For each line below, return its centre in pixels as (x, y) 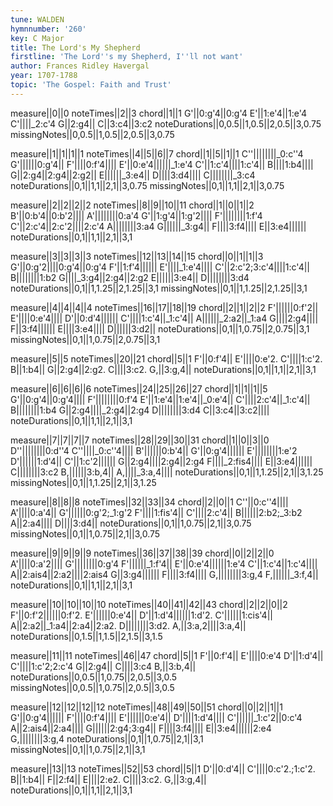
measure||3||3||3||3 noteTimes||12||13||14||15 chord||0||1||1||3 (137, 256)
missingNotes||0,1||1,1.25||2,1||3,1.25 (83, 482)
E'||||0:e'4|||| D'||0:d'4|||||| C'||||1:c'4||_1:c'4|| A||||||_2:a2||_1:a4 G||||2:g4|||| (164, 318)
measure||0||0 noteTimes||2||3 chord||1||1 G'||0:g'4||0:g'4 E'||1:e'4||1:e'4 (159, 113)
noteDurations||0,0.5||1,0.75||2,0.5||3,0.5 (94, 677)
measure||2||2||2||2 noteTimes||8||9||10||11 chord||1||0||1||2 (132, 205)
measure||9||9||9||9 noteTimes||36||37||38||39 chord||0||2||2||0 (142, 553)
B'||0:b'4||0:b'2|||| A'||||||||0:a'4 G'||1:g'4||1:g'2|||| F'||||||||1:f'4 (136, 215)
